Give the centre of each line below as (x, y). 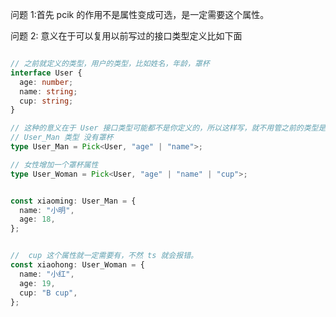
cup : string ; (46, 101)
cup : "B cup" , (48, 293)
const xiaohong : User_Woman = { (77, 265)
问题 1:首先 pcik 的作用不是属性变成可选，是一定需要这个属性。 (140, 14)
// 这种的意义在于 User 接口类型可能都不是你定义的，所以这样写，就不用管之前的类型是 (168, 128)
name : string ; (48, 91)
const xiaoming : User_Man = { (73, 201)
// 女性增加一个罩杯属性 (54, 164)
